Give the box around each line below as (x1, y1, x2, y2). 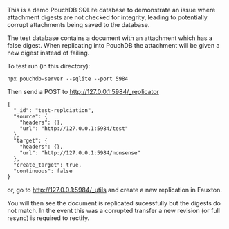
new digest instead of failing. (7, 48, 90, 57)
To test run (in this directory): (7, 62, 91, 70)
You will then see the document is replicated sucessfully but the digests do (7, 199, 221, 207)
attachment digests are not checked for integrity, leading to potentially (7, 13, 208, 21)
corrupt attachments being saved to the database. (7, 21, 150, 28)
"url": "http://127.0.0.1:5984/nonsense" (19, 149, 140, 156)
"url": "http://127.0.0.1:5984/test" (19, 125, 129, 132)
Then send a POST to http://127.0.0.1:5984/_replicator (7, 88, 159, 95)
